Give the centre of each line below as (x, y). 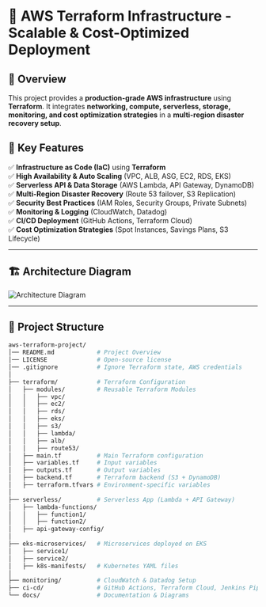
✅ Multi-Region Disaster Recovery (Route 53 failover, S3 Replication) (122, 194)
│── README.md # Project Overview (84, 353)
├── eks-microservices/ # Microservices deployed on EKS (108, 544)
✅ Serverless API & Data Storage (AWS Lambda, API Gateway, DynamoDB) (131, 184)
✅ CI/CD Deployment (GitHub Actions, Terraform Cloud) (100, 220)
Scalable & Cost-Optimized (99, 33)
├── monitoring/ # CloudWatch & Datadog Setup (102, 581)
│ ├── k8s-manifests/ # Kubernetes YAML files (93, 566)
